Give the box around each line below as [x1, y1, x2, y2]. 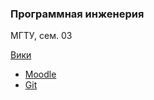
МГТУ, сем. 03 [10, 30, 73, 42]
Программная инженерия [10, 7, 145, 21]
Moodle [24, 68, 57, 81]
